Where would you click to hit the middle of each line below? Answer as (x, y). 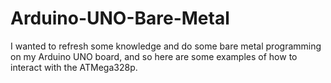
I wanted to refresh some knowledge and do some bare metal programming (166, 46)
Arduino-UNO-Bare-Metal (120, 18)
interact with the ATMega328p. (74, 67)
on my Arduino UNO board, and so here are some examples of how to (154, 56)
